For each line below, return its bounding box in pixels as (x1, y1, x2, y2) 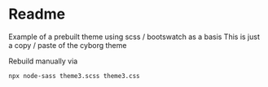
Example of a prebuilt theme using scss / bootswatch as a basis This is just (8, 32, 261, 41)
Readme (8, 5, 66, 24)
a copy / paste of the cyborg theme (8, 40, 127, 50)
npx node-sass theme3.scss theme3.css (8, 72, 140, 80)
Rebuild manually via (8, 56, 78, 66)
